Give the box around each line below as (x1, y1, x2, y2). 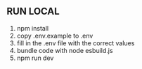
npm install (16, 24, 49, 32)
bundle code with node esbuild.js (16, 46, 113, 54)
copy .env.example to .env (16, 31, 93, 40)
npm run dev (16, 54, 54, 62)
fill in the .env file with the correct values (16, 38, 135, 47)
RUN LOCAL (6, 6, 60, 17)
